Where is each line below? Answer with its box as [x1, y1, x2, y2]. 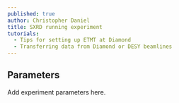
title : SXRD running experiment [7, 23, 103, 30]
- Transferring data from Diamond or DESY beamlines [13, 43, 173, 50]
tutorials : [7, 30, 40, 37]
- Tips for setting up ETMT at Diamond [13, 37, 132, 44]
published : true [7, 10, 55, 18]
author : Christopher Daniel [7, 17, 91, 24]
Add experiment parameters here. [7, 87, 106, 96]
